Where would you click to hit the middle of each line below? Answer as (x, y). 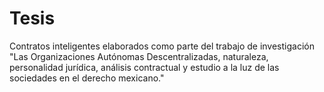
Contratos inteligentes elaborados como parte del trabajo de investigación (162, 46)
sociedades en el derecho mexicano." (87, 78)
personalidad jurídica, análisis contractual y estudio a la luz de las (144, 67)
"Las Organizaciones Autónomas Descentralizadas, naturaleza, (139, 56)
